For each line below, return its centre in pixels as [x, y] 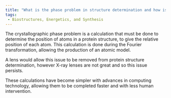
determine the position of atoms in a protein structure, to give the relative [82, 39]
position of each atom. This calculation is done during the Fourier [74, 45]
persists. [15, 71]
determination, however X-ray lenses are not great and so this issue [76, 65]
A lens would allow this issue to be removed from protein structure [75, 60]
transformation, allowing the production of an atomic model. [68, 50]
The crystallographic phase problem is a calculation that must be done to [82, 34]
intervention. [19, 91]
